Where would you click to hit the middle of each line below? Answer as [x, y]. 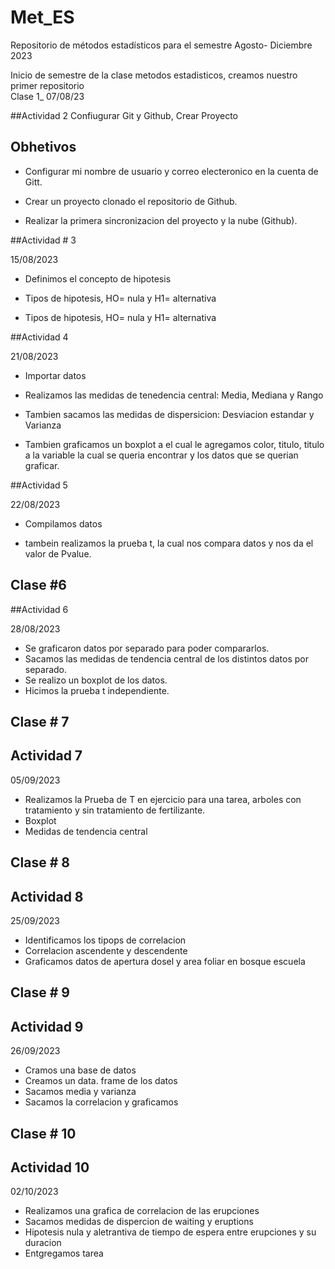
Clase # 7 [40, 721]
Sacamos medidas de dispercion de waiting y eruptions [139, 1222]
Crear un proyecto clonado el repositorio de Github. [131, 201]
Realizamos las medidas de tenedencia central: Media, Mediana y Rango [174, 395]
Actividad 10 [50, 1167]
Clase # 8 [40, 862]
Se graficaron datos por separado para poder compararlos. [147, 648]
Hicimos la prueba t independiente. [97, 690]
